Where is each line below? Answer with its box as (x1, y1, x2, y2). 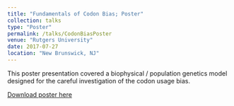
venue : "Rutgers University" (7, 37, 93, 44)
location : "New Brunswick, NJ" (7, 50, 100, 57)
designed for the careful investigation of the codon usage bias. (7, 76, 191, 85)
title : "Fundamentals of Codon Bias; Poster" (7, 10, 144, 18)
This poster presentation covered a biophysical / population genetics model (7, 69, 228, 78)
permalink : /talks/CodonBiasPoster (7, 30, 112, 37)
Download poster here (7, 90, 73, 99)
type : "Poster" (7, 23, 52, 30)
